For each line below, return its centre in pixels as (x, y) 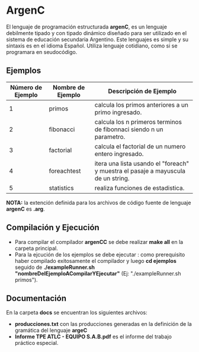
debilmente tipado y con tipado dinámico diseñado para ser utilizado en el (97, 33)
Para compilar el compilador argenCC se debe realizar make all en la (99, 242)
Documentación (36, 298)
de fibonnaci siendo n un (129, 129)
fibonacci (62, 129)
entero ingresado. (119, 154)
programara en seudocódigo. (42, 52)
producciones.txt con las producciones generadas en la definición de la (103, 324)
